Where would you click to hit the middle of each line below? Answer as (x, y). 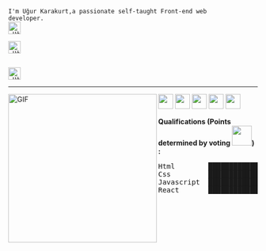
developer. (26, 18)
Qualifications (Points (194, 122)
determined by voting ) (206, 143)
